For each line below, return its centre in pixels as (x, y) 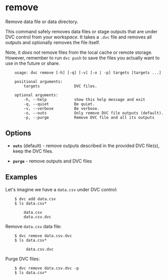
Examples (21, 177)
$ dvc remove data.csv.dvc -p (47, 268)
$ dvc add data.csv (35, 199)
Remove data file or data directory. (42, 22)
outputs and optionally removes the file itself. (53, 42)
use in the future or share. (33, 63)
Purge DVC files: (23, 258)
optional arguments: (36, 95)
